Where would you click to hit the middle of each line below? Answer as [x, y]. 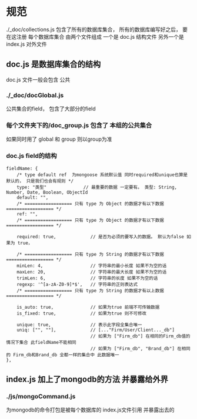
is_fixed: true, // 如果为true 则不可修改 [82, 313]
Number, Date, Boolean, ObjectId [47, 192]
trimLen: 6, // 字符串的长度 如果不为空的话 [87, 278]
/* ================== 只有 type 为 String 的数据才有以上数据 [91, 290]
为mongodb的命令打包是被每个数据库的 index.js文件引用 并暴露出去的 [90, 410]
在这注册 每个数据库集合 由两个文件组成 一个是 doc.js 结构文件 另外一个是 [95, 36]
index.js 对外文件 [26, 44]
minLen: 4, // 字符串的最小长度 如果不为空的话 [92, 266]
